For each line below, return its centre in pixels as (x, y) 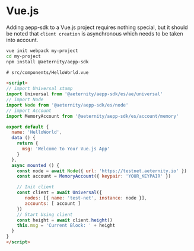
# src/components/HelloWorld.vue (47, 72)
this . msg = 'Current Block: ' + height (66, 226)
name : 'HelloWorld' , (37, 132)
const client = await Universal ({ (59, 193)
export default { (28, 127)
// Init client (36, 187)
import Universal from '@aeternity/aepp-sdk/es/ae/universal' (85, 94)
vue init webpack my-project (42, 51)
